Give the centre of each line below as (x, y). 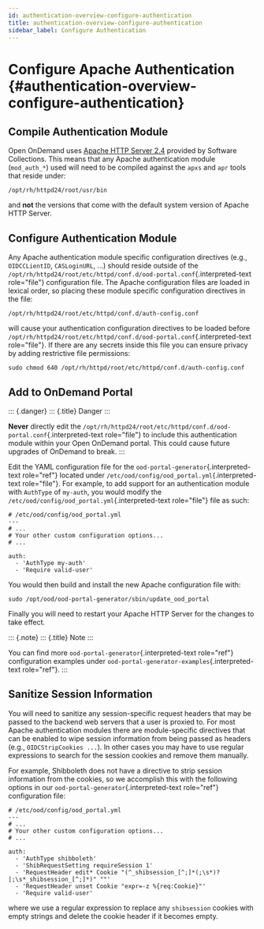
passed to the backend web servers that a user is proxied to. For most (122, 721)
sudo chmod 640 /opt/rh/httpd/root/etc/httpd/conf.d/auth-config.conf (126, 368)
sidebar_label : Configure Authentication (77, 30)
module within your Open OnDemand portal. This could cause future (119, 443)
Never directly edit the (45, 426)
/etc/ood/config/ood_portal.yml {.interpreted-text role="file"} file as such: (129, 500)
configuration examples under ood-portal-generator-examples (109, 661)
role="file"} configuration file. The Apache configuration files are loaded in (129, 283)
